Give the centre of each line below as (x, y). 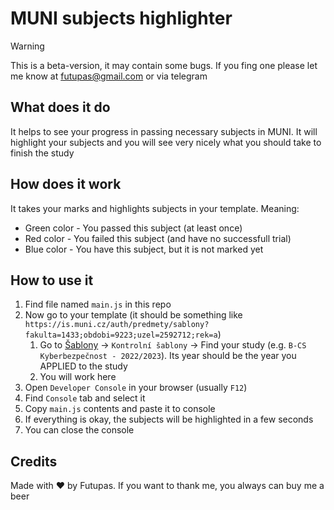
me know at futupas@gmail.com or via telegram (109, 76)
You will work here (78, 377)
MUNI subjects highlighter (121, 18)
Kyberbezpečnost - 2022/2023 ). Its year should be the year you (168, 356)
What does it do (60, 107)
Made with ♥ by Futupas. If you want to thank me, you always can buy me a (167, 486)
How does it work (66, 184)
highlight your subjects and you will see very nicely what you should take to (166, 142)
